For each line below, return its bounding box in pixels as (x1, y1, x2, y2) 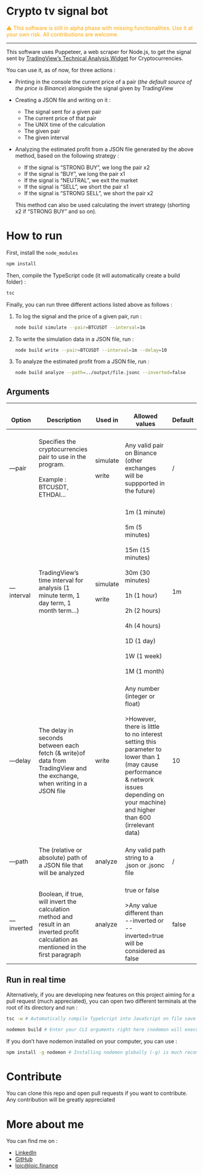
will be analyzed (38, 869, 85, 877)
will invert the (38, 897, 77, 906)
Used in (95, 416, 119, 424)
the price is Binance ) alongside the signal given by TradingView (14, 84, 174, 92)
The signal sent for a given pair (24, 108, 101, 115)
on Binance (124, 449, 157, 457)
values (135, 420, 156, 428)
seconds (38, 734, 63, 742)
